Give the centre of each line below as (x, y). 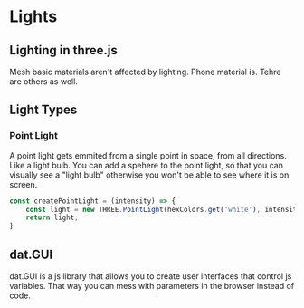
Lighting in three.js (63, 50)
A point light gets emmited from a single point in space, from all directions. (148, 155)
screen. (24, 184)
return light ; (52, 218)
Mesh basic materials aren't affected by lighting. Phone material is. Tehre (145, 72)
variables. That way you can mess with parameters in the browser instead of (152, 286)
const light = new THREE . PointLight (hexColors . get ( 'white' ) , (143, 209)
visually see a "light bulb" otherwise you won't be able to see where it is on (149, 175)
